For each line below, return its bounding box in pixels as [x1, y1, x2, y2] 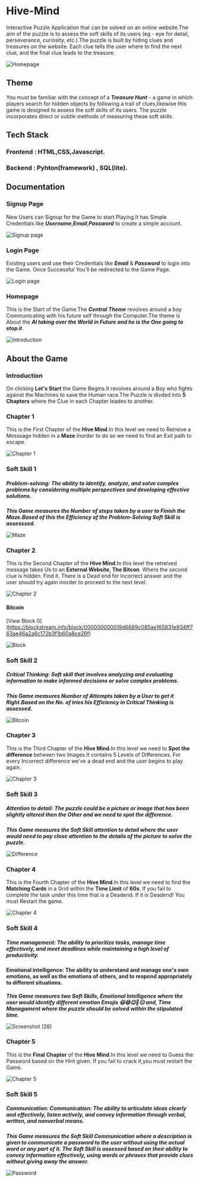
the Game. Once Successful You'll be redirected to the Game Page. [6, 266, 170, 273]
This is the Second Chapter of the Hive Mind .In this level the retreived [6, 560, 177, 567]
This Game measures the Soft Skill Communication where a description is [6, 1132, 192, 1140]
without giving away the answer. [6, 1158, 89, 1165]
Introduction [6, 371, 43, 380]
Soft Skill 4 [6, 924, 38, 932]
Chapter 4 [6, 865, 36, 873]
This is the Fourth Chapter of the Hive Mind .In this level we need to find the [6, 879, 191, 886]
